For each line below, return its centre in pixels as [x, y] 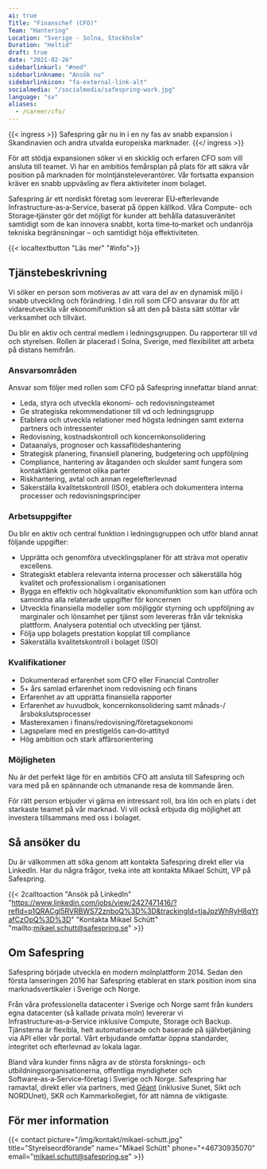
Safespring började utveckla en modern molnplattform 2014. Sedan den [126, 972]
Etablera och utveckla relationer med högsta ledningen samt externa [132, 420]
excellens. [36, 566]
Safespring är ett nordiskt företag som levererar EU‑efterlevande [114, 199]
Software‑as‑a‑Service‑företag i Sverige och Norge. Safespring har [118, 1078]
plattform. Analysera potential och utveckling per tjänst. [111, 625]
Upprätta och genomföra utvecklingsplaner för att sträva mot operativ [134, 558]
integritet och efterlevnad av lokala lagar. [75, 1047]
